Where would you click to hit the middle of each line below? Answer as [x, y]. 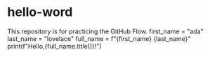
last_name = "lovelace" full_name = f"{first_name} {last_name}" [99, 38]
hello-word [40, 12]
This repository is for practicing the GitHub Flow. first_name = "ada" [105, 31]
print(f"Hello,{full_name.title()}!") [54, 46]
